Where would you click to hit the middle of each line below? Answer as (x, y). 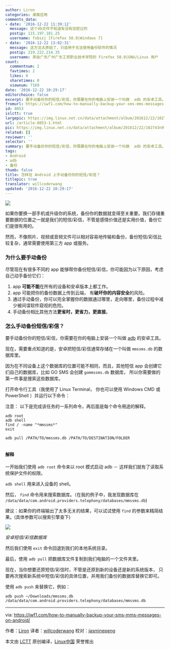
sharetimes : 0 (25, 80)
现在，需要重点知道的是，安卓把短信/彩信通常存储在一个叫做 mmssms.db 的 (82, 349)
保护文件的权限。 (27, 473)
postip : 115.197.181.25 (35, 33)
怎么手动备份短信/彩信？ (35, 326)
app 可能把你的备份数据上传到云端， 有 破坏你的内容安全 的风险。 (80, 293)
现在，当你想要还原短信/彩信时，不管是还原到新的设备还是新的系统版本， (81, 570)
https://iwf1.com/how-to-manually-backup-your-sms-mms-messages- (88, 615)
